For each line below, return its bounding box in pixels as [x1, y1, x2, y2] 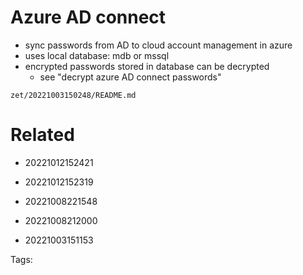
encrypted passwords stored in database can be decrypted [24, 60, 270, 72]
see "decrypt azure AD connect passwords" [39, 71, 222, 83]
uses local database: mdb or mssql [24, 49, 170, 61]
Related [10, 124, 75, 146]
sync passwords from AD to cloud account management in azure [24, 39, 293, 51]
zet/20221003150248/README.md [10, 90, 137, 100]
